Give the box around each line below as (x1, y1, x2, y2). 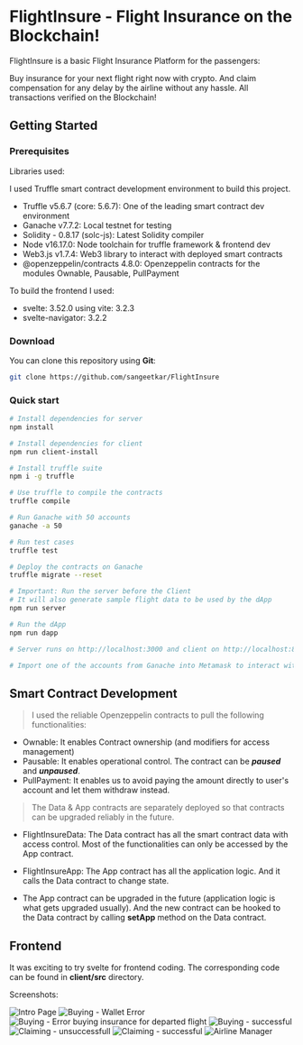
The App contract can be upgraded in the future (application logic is (22, 893, 276, 903)
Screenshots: (9, 989, 59, 1000)
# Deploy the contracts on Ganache (9, 562, 143, 572)
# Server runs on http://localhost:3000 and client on (9, 645, 220, 654)
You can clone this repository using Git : (9, 354, 156, 366)
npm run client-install (9, 447, 99, 456)
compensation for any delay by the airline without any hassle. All (9, 82, 249, 93)
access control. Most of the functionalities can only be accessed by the (22, 839, 289, 849)
